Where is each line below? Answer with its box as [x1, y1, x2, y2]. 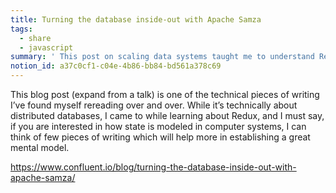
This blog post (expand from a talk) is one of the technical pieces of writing [10, 89, 320, 100]
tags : [10, 24, 33, 34]
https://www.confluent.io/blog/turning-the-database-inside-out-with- [10, 161, 297, 173]
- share [19, 33, 52, 43]
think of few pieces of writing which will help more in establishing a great [10, 131, 311, 143]
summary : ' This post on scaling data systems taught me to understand [10, 52, 315, 62]
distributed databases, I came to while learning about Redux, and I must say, [10, 110, 325, 121]
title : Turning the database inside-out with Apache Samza [10, 14, 262, 25]
